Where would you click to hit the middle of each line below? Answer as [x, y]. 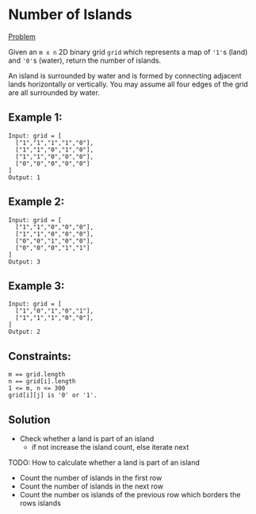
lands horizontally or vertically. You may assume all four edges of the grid [128, 84]
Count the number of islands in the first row [91, 478]
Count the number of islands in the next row [92, 486]
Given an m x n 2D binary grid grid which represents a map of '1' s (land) [128, 52]
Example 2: [36, 202]
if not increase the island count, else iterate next [110, 447]
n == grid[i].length [42, 382]
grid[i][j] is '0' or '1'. [53, 395]
